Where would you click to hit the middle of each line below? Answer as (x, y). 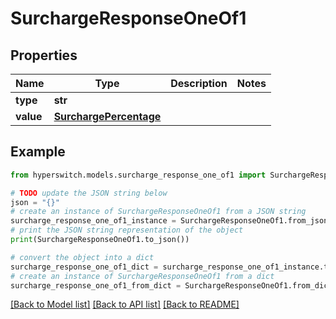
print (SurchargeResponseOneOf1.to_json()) (100, 240)
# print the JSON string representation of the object (127, 230)
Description (199, 83)
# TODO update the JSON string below (89, 193)
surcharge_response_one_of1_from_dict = (96, 285)
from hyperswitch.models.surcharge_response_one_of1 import (138, 175)
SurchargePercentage (107, 116)
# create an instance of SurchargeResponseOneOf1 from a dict (142, 276)
